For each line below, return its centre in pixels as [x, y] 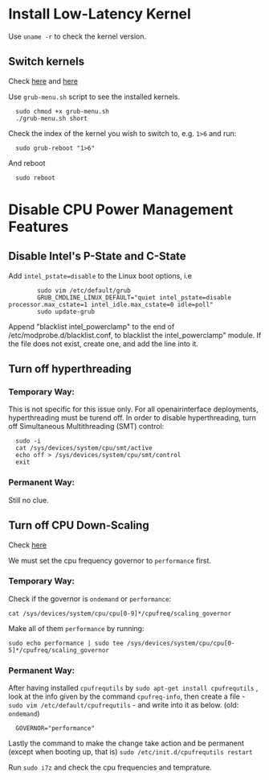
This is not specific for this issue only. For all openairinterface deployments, [133, 409]
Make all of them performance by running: [76, 628]
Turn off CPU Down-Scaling [79, 525]
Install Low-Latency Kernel [100, 14]
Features [39, 227]
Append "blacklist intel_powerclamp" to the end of [92, 326]
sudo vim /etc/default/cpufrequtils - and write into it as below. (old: [124, 705]
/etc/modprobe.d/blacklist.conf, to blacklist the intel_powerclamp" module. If [135, 335]
